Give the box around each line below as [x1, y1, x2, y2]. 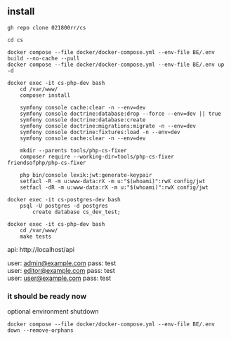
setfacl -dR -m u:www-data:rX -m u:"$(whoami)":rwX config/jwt [20, 184, 209, 191]
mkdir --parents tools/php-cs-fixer [20, 147, 128, 154]
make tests [20, 233, 52, 240]
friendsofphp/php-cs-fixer [7, 159, 86, 166]
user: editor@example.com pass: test [7, 266, 116, 274]
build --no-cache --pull [7, 55, 80, 62]
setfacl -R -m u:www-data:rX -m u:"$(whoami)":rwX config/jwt [20, 178, 206, 185]
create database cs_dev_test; [32, 208, 121, 215]
